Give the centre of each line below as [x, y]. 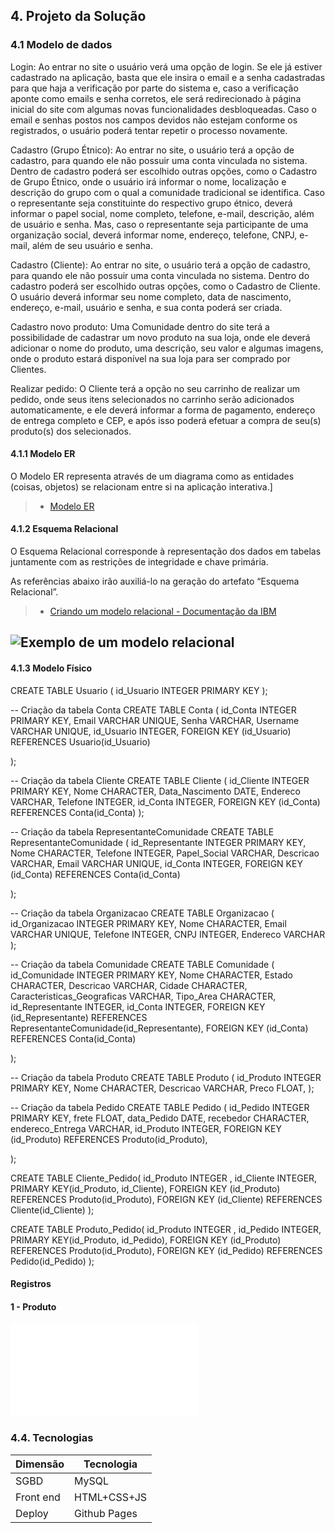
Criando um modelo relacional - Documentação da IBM [163, 611]
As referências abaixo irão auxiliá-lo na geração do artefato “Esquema [155, 581]
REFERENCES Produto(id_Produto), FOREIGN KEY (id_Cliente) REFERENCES [166, 1199]
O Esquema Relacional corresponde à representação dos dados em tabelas [166, 551]
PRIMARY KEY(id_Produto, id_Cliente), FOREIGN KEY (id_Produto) [145, 1188]
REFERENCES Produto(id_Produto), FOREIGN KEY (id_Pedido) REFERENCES [166, 1250]
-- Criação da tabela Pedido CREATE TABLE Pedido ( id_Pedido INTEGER [160, 1107]
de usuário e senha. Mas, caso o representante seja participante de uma [159, 224]
